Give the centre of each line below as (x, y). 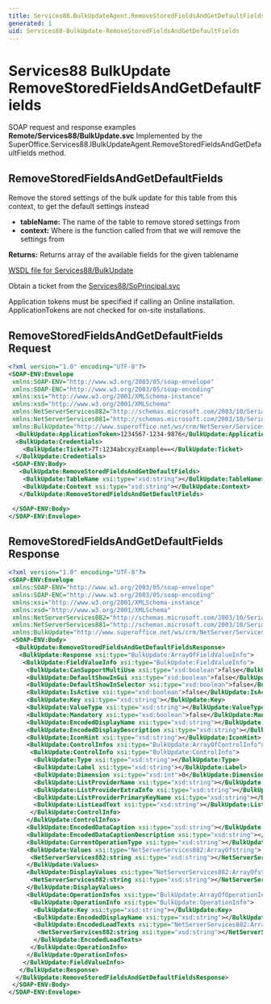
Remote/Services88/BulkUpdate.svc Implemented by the (106, 136)
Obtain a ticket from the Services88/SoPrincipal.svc (94, 286)
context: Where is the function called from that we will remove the (130, 231)
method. (52, 153)
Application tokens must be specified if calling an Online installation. (122, 302)
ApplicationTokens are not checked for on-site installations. (107, 310)
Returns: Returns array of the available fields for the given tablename (124, 255)
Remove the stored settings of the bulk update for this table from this (123, 198)
